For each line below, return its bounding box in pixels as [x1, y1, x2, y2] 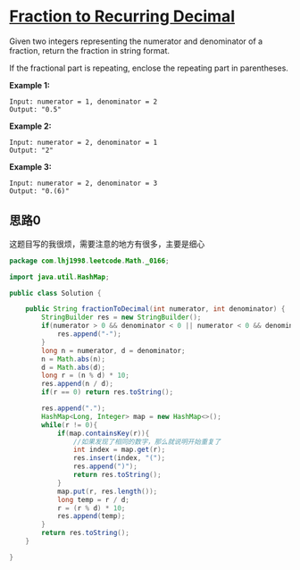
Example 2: [9, 121, 52, 131]
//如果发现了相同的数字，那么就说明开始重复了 [72, 437, 221, 446]
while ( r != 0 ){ [41, 420, 98, 430]
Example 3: [9, 161, 52, 172]
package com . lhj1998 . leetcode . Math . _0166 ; [9, 256, 170, 265]
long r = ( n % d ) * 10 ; [41, 371, 129, 381]
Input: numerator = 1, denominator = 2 [9, 96, 158, 106]
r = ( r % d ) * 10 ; [56, 503, 126, 513]
